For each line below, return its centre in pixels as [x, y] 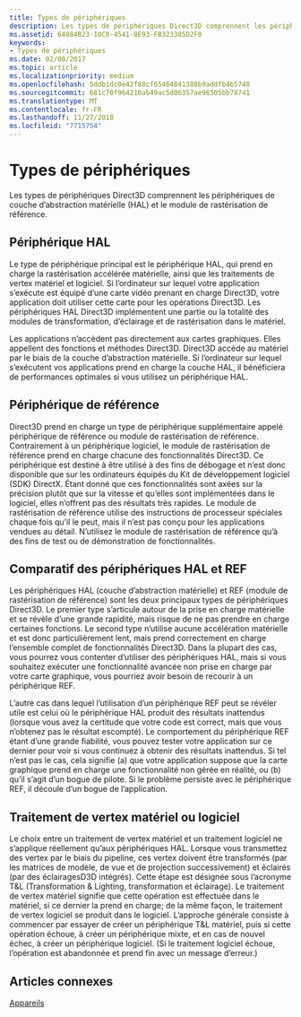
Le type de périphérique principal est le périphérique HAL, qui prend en [141, 264]
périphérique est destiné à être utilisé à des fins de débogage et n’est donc [148, 465]
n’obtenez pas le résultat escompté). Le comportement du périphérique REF [149, 732]
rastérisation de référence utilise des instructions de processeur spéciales [146, 512]
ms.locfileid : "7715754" [56, 126]
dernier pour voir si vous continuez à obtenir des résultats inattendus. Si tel [148, 751]
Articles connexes [61, 982]
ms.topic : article [43, 68]
